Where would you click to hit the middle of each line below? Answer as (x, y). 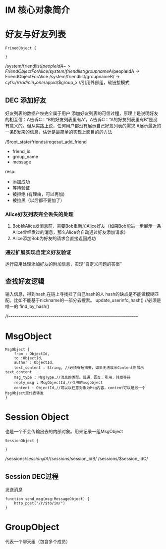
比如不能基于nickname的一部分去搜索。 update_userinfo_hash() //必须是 (87, 300)
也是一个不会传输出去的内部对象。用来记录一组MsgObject (64, 432)
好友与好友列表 (36, 35)
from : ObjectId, (32, 354)
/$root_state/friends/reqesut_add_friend (46, 142)
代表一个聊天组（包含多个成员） (38, 541)
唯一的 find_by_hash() (27, 306)
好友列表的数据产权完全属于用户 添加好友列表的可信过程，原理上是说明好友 (82, 113)
